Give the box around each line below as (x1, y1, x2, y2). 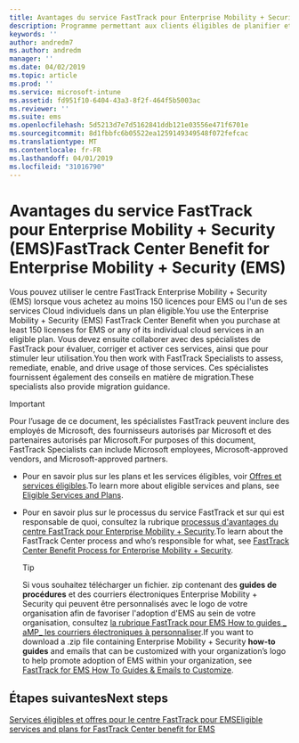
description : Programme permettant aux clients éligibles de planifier (9, 21, 280, 30)
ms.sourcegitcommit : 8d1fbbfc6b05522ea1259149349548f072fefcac (9, 129, 249, 138)
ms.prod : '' (9, 79, 53, 88)
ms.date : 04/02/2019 (9, 63, 86, 72)
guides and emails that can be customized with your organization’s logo (21, 646, 287, 657)
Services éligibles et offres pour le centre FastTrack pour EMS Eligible (9, 714, 263, 725)
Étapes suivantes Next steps (9, 690, 169, 706)
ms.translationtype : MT (9, 137, 98, 146)
